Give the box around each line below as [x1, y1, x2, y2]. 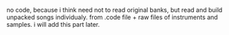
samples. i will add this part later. [6, 21, 100, 28]
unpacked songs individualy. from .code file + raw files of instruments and [6, 13, 219, 21]
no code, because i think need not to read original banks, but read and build [6, 6, 223, 14]
